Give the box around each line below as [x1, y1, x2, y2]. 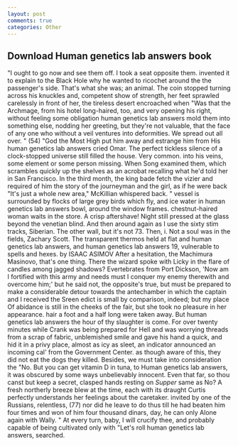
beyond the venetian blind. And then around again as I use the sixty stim [7, 219, 219, 228]
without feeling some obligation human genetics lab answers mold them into [7, 114, 231, 123]
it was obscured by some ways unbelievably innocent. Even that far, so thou [7, 371, 230, 379]
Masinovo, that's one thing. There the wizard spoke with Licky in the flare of [7, 257, 229, 266]
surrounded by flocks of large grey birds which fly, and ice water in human [7, 197, 226, 206]
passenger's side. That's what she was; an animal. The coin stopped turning [7, 84, 231, 92]
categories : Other [7, 23, 62, 31]
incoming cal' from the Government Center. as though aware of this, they [7, 348, 222, 357]
